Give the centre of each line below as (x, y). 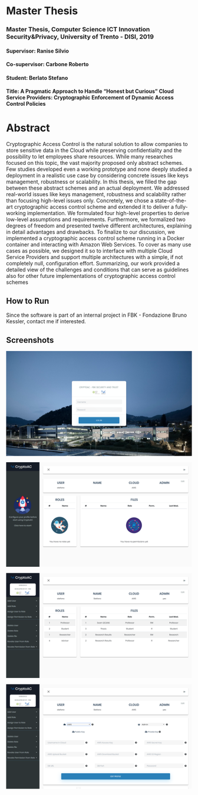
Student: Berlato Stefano (37, 77)
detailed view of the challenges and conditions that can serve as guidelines (98, 270)
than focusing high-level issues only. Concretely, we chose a (80, 201)
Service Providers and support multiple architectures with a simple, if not (95, 257)
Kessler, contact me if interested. (46, 322)
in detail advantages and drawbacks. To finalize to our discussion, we (90, 232)
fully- (181, 207)
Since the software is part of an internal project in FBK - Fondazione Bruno (97, 315)
